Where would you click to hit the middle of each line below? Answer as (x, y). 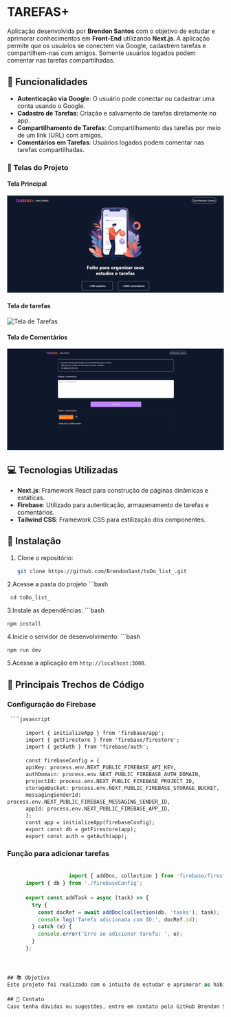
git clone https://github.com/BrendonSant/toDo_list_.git (102, 571)
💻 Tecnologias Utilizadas (63, 470)
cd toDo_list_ (30, 598)
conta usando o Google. (51, 106)
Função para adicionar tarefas (58, 854)
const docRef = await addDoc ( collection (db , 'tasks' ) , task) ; (129, 912)
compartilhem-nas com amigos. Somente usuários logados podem (101, 53)
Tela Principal (27, 184)
